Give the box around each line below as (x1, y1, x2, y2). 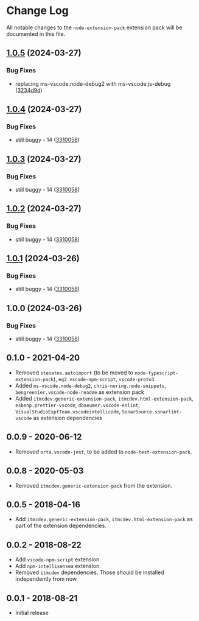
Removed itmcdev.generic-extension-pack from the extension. (15, 482, 173, 489)
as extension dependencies (33, 414, 102, 421)
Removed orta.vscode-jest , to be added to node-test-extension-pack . (15, 448, 192, 455)
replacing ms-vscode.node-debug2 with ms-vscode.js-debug (15, 80, 171, 87)
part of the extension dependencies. (15, 522, 106, 530)
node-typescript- (134, 370, 178, 376)
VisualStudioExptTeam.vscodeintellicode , (15, 407, 120, 415)
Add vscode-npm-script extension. (15, 556, 102, 563)
